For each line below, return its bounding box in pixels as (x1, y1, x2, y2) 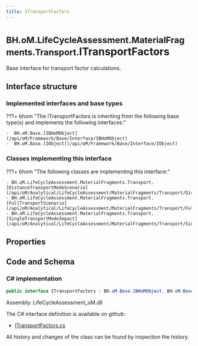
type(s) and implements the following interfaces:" (6, 119, 127, 126)
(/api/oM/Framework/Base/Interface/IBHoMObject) (6, 135, 128, 142)
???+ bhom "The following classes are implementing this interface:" (6, 168, 170, 175)
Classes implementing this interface (6, 154, 112, 163)
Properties (6, 237, 46, 247)
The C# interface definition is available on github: (6, 310, 126, 317)
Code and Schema (6, 257, 75, 267)
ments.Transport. (6, 46, 80, 58)
